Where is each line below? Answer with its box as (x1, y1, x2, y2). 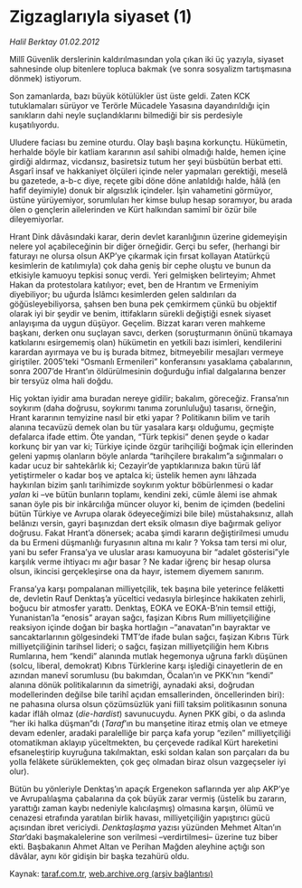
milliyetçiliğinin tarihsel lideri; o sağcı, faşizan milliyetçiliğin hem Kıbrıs (9, 640, 269, 652)
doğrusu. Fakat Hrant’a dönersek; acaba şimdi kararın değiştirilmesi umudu (9, 527, 289, 538)
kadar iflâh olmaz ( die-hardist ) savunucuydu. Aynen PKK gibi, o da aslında (9, 708, 287, 719)
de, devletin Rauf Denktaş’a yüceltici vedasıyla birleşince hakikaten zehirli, (9, 592, 287, 603)
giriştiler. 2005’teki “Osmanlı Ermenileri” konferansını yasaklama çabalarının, (9, 355, 294, 367)
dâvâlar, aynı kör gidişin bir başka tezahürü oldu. (9, 850, 190, 861)
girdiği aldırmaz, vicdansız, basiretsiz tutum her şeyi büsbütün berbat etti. (9, 156, 283, 166)
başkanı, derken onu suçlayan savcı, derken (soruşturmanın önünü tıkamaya (9, 327, 294, 338)
